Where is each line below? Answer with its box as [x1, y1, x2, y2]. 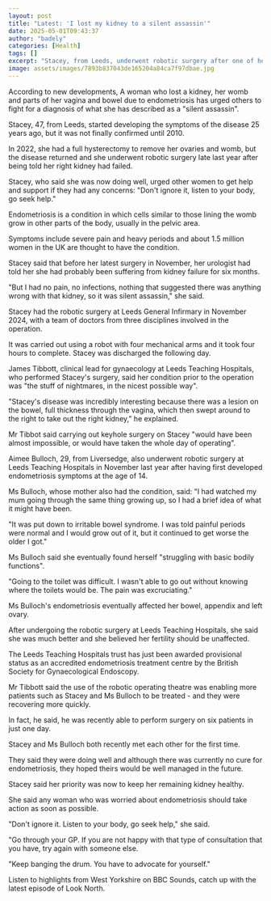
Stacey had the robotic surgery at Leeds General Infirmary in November [8, 307, 247, 316]
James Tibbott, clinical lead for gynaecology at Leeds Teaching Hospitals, [8, 363, 254, 373]
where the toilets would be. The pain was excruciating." [8, 585, 193, 594]
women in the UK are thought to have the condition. [8, 242, 180, 252]
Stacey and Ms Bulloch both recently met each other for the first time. [8, 739, 240, 749]
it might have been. [8, 503, 73, 514]
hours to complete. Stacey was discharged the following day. [8, 348, 211, 357]
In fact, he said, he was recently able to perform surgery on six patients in [8, 715, 254, 725]
